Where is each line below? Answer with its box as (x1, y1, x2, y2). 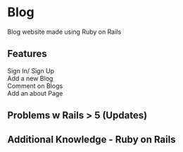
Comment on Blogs (7, 82, 63, 90)
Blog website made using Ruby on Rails (7, 27, 122, 36)
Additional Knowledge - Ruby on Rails (7, 133, 176, 145)
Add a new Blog (7, 74, 53, 82)
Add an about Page (7, 89, 63, 97)
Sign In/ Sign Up (7, 66, 55, 75)
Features (7, 48, 47, 60)
